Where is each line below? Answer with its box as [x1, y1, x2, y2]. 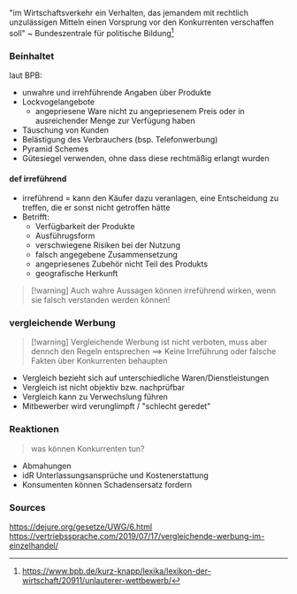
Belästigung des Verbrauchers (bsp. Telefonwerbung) [21, 134, 218, 144]
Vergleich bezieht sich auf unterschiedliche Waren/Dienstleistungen [21, 373, 270, 383]
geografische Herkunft [34, 268, 118, 279]
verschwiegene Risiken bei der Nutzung [34, 240, 181, 251]
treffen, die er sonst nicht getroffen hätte [21, 203, 171, 213]
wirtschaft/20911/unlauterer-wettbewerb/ [21, 575, 172, 586]
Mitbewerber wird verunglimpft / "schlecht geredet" [21, 401, 211, 412]
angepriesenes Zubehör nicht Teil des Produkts [34, 258, 209, 269]
